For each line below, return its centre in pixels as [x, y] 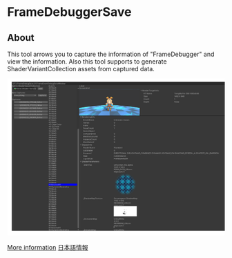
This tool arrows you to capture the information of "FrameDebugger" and [111, 54]
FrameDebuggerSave [69, 12]
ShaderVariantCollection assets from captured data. [81, 69]
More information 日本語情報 [48, 247]
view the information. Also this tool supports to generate [87, 62]
